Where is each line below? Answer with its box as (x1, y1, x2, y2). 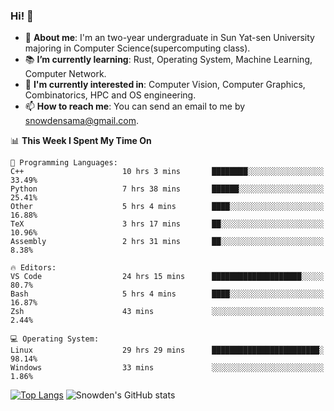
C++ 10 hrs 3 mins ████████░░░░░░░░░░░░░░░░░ (10, 167, 325, 177)
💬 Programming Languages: (10, 158, 118, 168)
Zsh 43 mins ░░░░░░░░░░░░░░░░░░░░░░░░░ (10, 307, 325, 317)
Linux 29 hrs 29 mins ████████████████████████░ (10, 345, 325, 356)
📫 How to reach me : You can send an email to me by (24, 100, 246, 113)
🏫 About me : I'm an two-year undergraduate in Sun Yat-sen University (24, 32, 315, 44)
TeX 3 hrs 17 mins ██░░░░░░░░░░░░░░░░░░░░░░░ (10, 219, 325, 229)
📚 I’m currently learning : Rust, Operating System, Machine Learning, (24, 54, 313, 66)
